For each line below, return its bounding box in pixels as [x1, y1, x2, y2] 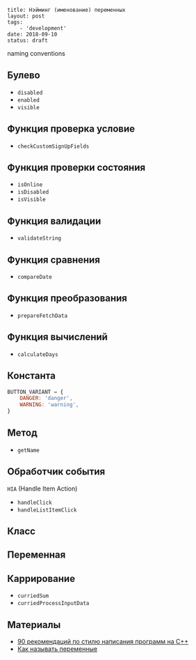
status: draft [7, 37, 49, 44]
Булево [7, 70, 40, 82]
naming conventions [7, 49, 66, 57]
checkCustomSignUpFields [17, 143, 90, 150]
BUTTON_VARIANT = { [7, 388, 64, 395]
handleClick [17, 499, 52, 506]
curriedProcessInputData [17, 600, 90, 607]
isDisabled [17, 189, 49, 196]
